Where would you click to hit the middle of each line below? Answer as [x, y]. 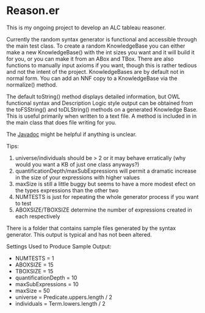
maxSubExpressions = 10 [47, 284]
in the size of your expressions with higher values [77, 177]
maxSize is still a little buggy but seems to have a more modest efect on [105, 184]
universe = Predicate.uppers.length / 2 [64, 297]
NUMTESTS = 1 [34, 258]
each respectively [38, 216]
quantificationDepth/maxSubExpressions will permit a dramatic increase [106, 171]
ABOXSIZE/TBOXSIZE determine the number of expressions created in [103, 210]
